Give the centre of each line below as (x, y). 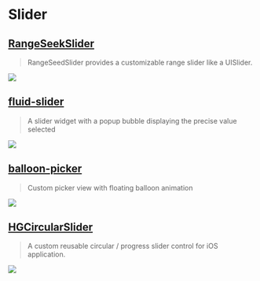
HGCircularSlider (51, 227)
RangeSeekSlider (51, 44)
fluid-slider (36, 102)
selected (42, 129)
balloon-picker (45, 169)
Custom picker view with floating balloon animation (110, 187)
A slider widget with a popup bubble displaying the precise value (132, 120)
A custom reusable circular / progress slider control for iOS (123, 246)
